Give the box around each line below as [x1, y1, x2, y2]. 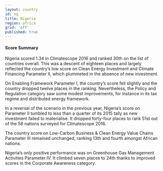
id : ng [5, 12, 18, 17]
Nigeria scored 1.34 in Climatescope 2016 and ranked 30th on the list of [5, 55, 149, 61]
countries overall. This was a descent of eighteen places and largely [5, 61, 142, 67]
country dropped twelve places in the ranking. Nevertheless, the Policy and [5, 85, 156, 91]
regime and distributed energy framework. [5, 96, 90, 102]
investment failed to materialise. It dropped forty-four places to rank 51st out [5, 116, 158, 121]
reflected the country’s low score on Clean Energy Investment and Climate [5, 66, 154, 72]
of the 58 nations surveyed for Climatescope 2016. [5, 121, 107, 127]
